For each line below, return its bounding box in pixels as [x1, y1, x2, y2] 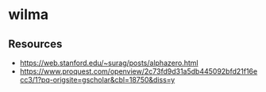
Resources [8, 37, 63, 51]
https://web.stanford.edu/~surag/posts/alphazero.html [19, 58, 199, 67]
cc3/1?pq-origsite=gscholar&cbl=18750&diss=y [19, 75, 175, 84]
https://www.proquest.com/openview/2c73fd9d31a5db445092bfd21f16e [19, 67, 258, 76]
